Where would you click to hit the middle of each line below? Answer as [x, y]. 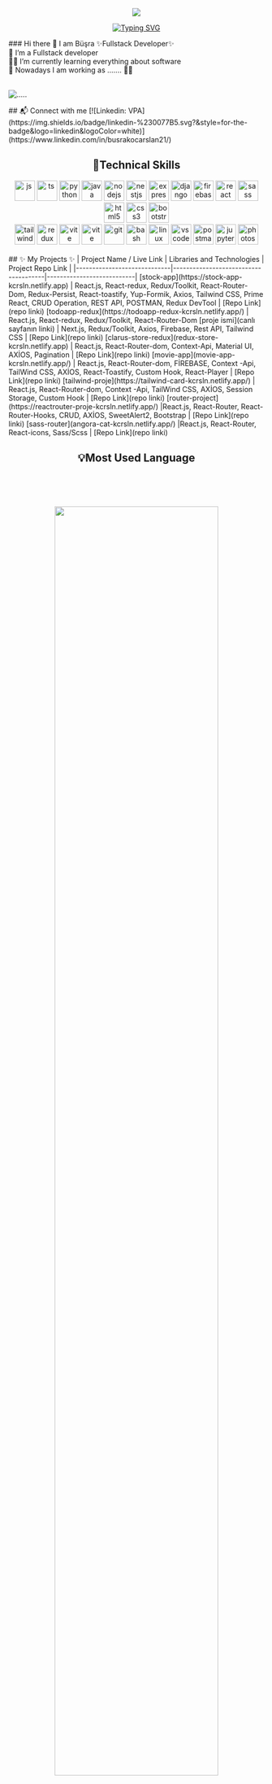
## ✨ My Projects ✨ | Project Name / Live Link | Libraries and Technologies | [136, 259]
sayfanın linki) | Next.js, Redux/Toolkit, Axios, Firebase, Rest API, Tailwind [131, 329]
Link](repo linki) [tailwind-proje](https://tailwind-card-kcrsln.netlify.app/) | [132, 380]
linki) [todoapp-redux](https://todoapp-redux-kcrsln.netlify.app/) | [138, 311]
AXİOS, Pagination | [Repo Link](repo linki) [79, 355]
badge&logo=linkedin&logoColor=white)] [77, 131]
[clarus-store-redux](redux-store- [162, 337]
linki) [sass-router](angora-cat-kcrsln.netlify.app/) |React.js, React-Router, [133, 424]
